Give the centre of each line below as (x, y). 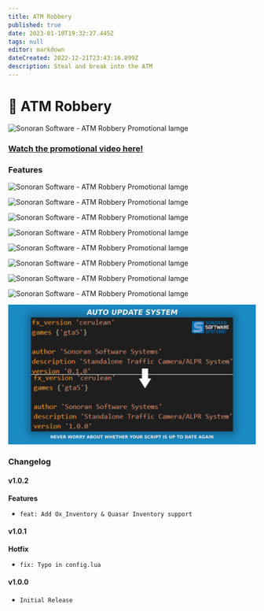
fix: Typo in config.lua (60, 565)
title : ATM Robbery (40, 17)
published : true (35, 25)
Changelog (29, 462)
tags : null (26, 42)
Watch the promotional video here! (76, 148)
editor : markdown (37, 50)
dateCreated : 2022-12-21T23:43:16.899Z (73, 58)
